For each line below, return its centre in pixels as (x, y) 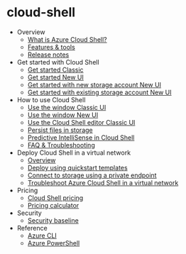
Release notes (48, 55)
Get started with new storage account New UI (94, 84)
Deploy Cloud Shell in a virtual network (74, 153)
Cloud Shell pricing (55, 198)
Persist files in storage (60, 130)
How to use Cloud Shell (51, 99)
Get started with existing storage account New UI (99, 92)
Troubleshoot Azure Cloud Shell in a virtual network (103, 182)
